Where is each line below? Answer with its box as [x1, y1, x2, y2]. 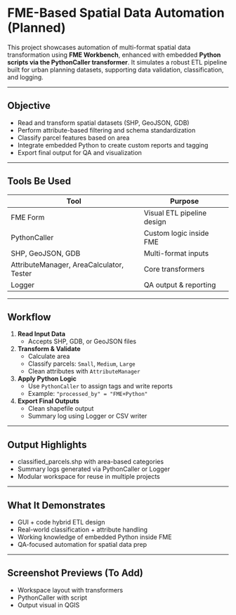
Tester [11, 268, 32, 278]
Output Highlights [7, 439, 87, 451]
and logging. [7, 72, 44, 81]
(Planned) [7, 20, 66, 36]
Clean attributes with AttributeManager [27, 367, 140, 376]
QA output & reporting [143, 279, 216, 289]
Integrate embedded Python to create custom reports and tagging [17, 140, 209, 149]
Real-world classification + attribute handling [17, 525, 148, 534]
